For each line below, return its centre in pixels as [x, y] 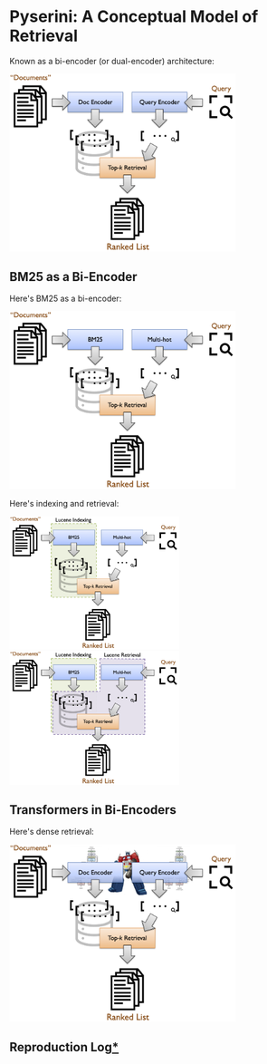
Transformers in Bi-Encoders [93, 810]
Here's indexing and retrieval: [64, 504]
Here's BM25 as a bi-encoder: [66, 299]
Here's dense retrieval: [52, 832]
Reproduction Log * [64, 1047]
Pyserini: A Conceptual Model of [134, 17]
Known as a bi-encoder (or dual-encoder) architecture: [112, 61]
